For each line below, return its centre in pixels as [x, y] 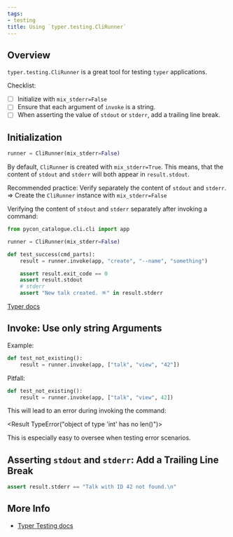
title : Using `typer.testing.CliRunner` [67, 27]
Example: [21, 345]
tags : [15, 14]
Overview [29, 55]
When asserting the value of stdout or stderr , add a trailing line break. [119, 115]
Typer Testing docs [45, 525]
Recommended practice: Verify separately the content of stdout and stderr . [117, 188]
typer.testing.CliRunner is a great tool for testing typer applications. [107, 72]
